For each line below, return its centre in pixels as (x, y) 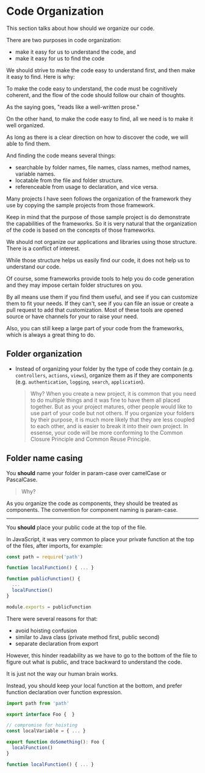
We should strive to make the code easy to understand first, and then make (101, 70)
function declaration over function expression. (64, 692)
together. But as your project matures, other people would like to (111, 406)
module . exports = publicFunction (49, 607)
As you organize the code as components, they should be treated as (92, 503)
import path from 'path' (38, 703)
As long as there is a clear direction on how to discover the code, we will (97, 137)
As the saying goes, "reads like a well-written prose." (73, 107)
